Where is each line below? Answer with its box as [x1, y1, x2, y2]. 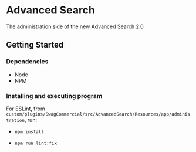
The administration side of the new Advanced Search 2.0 [6, 23, 144, 30]
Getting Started [6, 40, 64, 50]
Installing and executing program [6, 92, 103, 100]
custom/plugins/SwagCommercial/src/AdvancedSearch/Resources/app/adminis [6, 111, 191, 117]
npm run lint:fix [14, 140, 58, 146]
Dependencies [6, 58, 49, 66]
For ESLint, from [6, 105, 45, 112]
